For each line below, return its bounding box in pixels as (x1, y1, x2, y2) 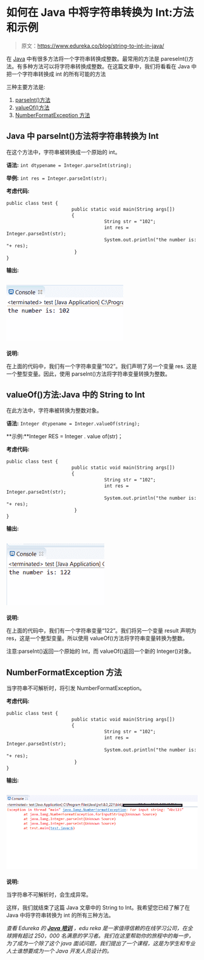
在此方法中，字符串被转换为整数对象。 (6, 407, 102, 414)
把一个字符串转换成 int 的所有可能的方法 (6, 70, 106, 77)
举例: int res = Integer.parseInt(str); (6, 174, 107, 182)
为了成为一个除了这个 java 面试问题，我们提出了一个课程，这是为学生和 (6, 940, 185, 947)
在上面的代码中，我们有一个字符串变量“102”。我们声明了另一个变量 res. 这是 (6, 362, 197, 369)
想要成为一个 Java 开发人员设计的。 (22, 947, 112, 955)
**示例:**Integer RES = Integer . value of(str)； (6, 433, 123, 440)
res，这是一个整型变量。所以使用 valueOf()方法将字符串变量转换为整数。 (6, 635, 188, 642)
